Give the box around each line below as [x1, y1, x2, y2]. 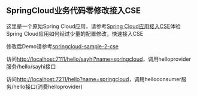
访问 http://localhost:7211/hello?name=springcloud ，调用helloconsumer [6, 75, 181, 82]
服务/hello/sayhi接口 [6, 63, 56, 70]
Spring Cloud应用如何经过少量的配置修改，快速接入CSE [6, 30, 144, 37]
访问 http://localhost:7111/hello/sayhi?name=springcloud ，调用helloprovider [6, 55, 192, 63]
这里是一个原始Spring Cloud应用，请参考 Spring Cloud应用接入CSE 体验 [6, 23, 181, 30]
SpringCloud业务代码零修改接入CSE [6, 5, 141, 16]
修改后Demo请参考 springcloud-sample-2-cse [6, 42, 119, 49]
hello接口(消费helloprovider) [13, 83, 83, 90]
